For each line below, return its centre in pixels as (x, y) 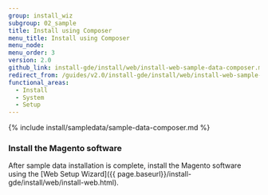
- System (30, 97)
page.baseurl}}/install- (154, 174)
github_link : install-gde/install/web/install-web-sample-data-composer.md (137, 68)
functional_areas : (39, 82)
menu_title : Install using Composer (69, 38)
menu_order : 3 (32, 53)
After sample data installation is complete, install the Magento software (125, 165)
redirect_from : (33, 75)
